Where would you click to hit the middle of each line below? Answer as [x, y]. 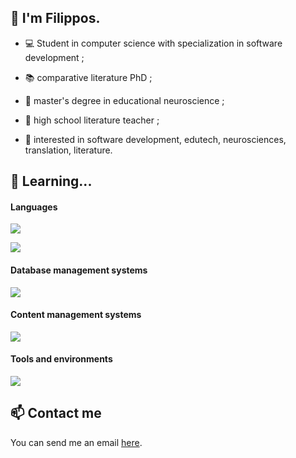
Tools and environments [61, 359]
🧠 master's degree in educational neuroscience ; [124, 100]
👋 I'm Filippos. [55, 18]
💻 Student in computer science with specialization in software [153, 43]
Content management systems [76, 315]
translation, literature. [68, 150]
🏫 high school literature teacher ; [92, 120]
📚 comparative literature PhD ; [88, 77]
